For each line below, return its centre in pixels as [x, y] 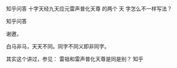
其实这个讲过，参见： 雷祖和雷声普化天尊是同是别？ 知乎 [75, 59]
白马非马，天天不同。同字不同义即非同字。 [58, 46]
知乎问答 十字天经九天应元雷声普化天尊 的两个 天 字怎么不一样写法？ [89, 9]
